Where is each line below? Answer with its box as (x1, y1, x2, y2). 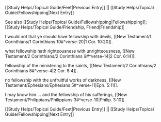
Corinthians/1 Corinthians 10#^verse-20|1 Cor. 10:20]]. (5, 39, 113, 45)
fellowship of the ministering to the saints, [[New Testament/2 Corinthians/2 (5, 63, 157, 68)
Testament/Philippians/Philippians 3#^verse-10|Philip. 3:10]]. (5, 97, 126, 103)
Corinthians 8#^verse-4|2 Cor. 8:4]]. (5, 68, 78, 74)
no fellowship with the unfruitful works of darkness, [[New (5, 77, 121, 83)
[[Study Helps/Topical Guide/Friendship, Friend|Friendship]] (5, 24, 125, 30)
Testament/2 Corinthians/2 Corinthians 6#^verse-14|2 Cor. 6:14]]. (5, 53, 136, 59)
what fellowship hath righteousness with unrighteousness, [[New (5, 48, 135, 54)
